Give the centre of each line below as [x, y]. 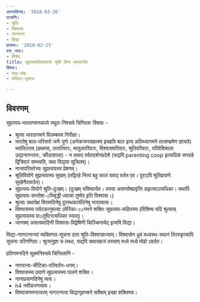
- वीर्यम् [13, 56]
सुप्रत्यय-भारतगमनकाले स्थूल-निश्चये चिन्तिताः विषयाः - [57, 122]
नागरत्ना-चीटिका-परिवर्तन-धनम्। [47, 265]
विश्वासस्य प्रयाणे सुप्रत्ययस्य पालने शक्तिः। [54, 272]
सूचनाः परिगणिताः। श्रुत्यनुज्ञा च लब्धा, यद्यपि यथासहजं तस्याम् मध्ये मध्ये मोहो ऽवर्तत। [85, 241]
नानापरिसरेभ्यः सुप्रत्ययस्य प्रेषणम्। [46, 168]
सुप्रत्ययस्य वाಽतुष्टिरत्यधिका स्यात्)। [49, 216]
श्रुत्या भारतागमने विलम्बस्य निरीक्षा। [48, 134]
